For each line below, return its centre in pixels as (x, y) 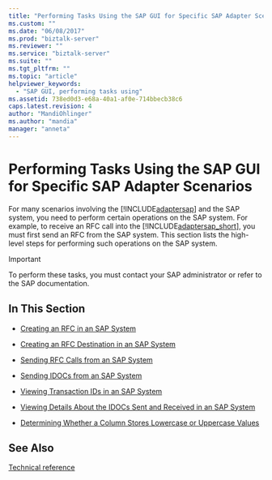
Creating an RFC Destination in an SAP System (98, 344)
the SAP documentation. (49, 283)
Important (25, 259)
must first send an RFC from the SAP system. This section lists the (119, 234)
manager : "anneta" (39, 129)
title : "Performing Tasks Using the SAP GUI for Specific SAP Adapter (130, 16)
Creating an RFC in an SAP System (78, 328)
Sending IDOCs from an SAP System (81, 375)
